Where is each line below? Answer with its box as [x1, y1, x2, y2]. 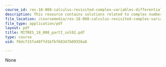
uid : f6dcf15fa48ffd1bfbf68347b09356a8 [5, 39, 87, 44]
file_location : [5, 16, 37, 21]
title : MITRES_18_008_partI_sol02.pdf [5, 30, 85, 35]
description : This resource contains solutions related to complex [5, 12, 147, 17]
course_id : [5, 7, 28, 12]
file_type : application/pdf [5, 21, 63, 26]
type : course [5, 35, 32, 40]
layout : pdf [5, 26, 30, 31]
